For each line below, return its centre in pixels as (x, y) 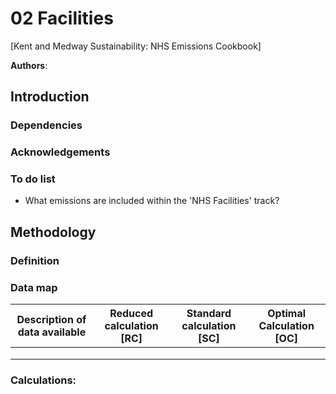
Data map (34, 287)
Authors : (29, 65)
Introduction (50, 97)
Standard (209, 314)
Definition (35, 260)
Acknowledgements (60, 152)
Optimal (287, 314)
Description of (51, 320)
